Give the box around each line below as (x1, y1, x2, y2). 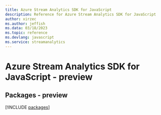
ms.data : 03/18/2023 (5, 26, 48, 31)
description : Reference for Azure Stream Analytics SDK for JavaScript (5, 12, 156, 17)
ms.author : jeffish (5, 21, 46, 26)
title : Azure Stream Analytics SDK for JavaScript (5, 7, 112, 12)
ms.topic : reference (5, 30, 48, 35)
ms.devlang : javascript (5, 35, 54, 40)
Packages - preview (5, 91, 68, 100)
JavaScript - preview (5, 71, 93, 82)
